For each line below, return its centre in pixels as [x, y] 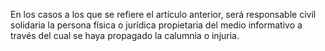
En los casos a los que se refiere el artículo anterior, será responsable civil [163, 14]
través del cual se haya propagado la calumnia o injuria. [125, 35]
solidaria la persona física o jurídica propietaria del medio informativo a [156, 25]
